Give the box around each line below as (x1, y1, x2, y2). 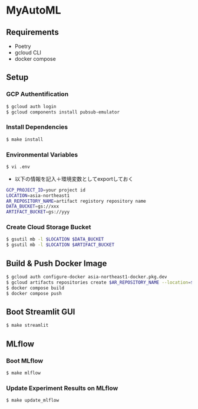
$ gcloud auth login (6, 103, 57, 109)
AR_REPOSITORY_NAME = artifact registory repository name (6, 198, 146, 204)
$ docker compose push (6, 290, 62, 296)
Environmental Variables (6, 150, 78, 158)
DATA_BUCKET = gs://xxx (6, 203, 60, 210)
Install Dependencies (6, 123, 68, 131)
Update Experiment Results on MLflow (6, 384, 118, 392)
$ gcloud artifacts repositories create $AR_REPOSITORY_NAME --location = (6, 279, 192, 285)
